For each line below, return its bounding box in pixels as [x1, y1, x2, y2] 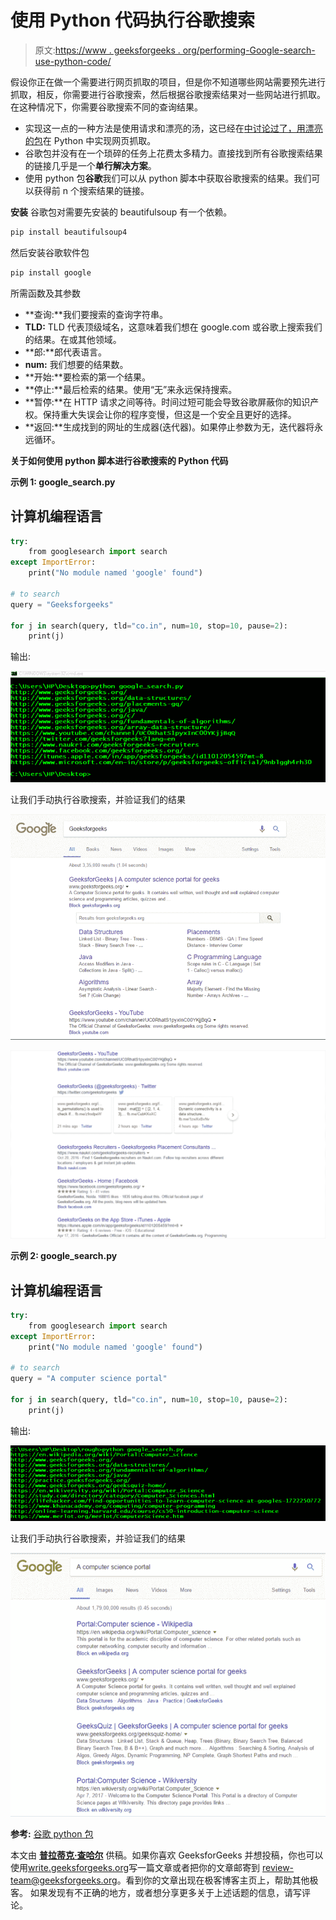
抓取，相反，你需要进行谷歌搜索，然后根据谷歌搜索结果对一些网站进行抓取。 [10, 88, 326, 100]
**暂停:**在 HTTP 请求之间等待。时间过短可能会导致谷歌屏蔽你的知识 [24, 396, 311, 408]
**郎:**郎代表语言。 [24, 346, 107, 358]
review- [262, 1861, 295, 1873]
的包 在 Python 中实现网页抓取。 [24, 134, 157, 146]
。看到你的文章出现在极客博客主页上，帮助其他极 [116, 1874, 319, 1886]
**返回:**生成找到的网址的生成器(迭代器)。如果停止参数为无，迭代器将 [24, 421, 315, 433]
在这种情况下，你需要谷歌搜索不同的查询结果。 [10, 101, 203, 113]
